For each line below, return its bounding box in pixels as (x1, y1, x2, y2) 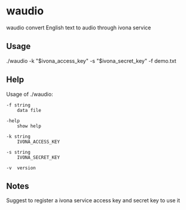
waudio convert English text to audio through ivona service (6, 24, 151, 31)
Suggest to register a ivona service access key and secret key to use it (6, 197, 181, 204)
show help (17, 123, 42, 129)
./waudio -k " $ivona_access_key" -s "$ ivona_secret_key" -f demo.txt (6, 57, 176, 64)
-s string (6, 149, 31, 155)
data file (17, 107, 42, 113)
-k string (6, 133, 31, 139)
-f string (6, 102, 31, 108)
